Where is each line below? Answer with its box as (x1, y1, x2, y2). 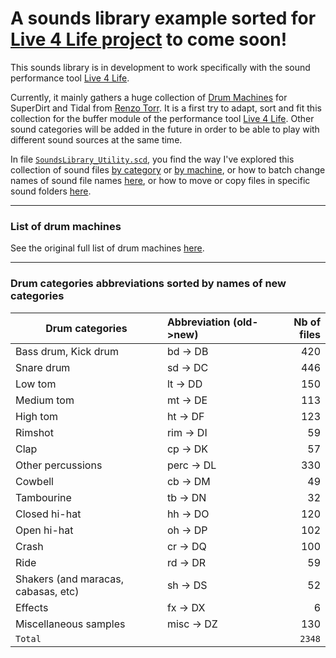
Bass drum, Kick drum (15, 344, 119, 358)
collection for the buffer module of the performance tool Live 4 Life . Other (10, 112, 315, 124)
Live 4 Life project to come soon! (10, 28, 288, 51)
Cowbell (15, 474, 54, 488)
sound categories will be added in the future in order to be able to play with (10, 123, 320, 135)
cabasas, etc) (15, 584, 80, 598)
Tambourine (15, 490, 72, 504)
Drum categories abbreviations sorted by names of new (10, 277, 287, 291)
